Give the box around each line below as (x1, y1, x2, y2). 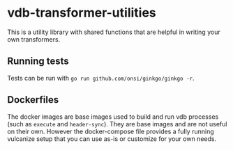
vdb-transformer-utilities (7, 5, 157, 21)
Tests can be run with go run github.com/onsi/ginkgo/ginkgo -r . (7, 74, 195, 82)
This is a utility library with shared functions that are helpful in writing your (7, 28, 221, 36)
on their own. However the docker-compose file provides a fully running (7, 127, 214, 135)
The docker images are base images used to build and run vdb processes (7, 112, 219, 121)
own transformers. (7, 35, 61, 43)
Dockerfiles (7, 94, 59, 106)
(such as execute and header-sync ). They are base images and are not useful (7, 119, 227, 128)
